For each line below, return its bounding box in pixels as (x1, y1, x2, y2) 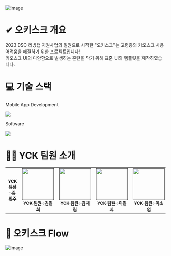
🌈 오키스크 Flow (5, 227, 69, 239)
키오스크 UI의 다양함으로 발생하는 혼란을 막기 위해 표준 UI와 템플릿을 (5, 55, 141, 61)
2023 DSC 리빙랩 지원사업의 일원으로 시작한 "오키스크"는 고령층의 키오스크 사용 (5, 42, 164, 48)
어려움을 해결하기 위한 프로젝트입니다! (5, 48, 80, 55)
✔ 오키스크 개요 (5, 24, 67, 36)
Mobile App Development (5, 101, 59, 107)
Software (5, 120, 24, 127)
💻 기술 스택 (5, 81, 52, 93)
